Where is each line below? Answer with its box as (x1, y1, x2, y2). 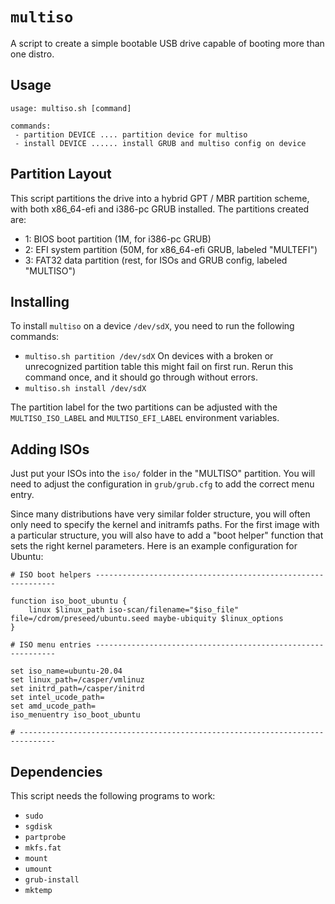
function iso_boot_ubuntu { (10, 596, 128, 607)
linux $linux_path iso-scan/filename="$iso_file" (28, 605, 240, 615)
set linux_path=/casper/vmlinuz (10, 675, 145, 685)
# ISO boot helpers (10, 570, 92, 580)
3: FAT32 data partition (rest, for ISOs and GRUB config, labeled (24, 254, 288, 266)
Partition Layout (10, 166, 112, 183)
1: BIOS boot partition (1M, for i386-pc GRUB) (24, 233, 212, 245)
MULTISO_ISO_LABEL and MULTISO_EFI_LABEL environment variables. (10, 412, 280, 424)
